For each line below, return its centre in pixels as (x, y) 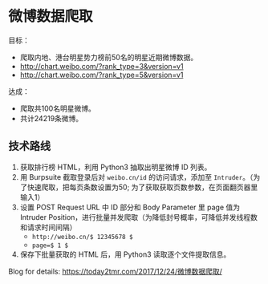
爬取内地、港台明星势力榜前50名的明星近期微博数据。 (109, 57)
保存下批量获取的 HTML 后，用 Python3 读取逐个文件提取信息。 (125, 254)
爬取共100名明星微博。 (58, 108)
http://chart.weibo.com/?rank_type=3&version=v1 (102, 66)
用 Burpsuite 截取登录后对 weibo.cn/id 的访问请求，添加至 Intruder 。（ (136, 176)
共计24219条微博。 (51, 118)
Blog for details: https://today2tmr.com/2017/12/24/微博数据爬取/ (115, 271)
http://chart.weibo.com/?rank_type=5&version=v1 (102, 75)
